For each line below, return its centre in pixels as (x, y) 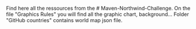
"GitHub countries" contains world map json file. (64, 20)
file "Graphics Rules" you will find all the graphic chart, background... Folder (97, 14)
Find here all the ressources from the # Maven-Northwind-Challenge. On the (98, 8)
